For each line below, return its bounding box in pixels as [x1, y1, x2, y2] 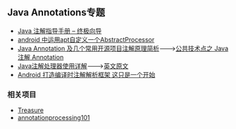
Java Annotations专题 [7, 6, 106, 19]
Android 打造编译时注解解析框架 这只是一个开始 [17, 70, 156, 79]
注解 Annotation [17, 53, 64, 61]
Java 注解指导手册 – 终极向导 [17, 27, 102, 35]
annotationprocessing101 [17, 114, 90, 122]
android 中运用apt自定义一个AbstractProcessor [17, 35, 155, 43]
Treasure [17, 106, 44, 114]
